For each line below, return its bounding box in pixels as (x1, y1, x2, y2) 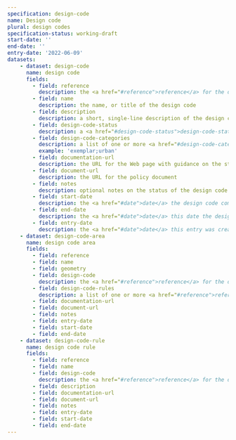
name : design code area (25, 239, 96, 246)
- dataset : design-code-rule (20, 337, 105, 344)
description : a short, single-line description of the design (38, 115, 225, 122)
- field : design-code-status (32, 121, 118, 129)
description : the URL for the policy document (38, 174, 178, 181)
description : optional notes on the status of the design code (38, 187, 228, 194)
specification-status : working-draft (7, 30, 118, 37)
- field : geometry (32, 265, 86, 272)
